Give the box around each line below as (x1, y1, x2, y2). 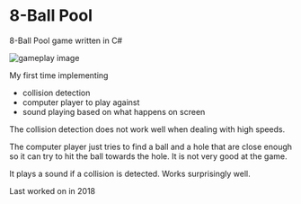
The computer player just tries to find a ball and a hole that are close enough (9, 141, 293, 152)
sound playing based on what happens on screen (22, 106, 206, 117)
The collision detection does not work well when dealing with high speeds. (9, 123, 286, 135)
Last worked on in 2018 (9, 185, 96, 196)
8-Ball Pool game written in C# (9, 35, 123, 46)
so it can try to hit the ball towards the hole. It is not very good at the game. (9, 150, 288, 162)
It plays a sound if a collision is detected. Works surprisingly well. (9, 168, 251, 179)
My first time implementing (9, 69, 109, 81)
